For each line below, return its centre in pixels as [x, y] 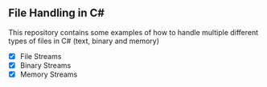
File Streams [41, 56]
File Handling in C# [56, 13]
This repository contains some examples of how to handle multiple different [133, 32]
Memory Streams [49, 74]
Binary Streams [45, 65]
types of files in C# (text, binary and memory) [84, 41]
